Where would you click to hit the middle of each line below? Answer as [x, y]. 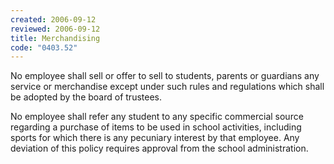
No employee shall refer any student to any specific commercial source [157, 117]
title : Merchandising [55, 38]
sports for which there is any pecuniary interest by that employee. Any [155, 138]
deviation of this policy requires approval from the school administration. [159, 148]
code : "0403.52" [44, 47]
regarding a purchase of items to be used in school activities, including [156, 127]
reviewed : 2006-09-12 [55, 29]
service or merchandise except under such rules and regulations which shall [167, 87]
